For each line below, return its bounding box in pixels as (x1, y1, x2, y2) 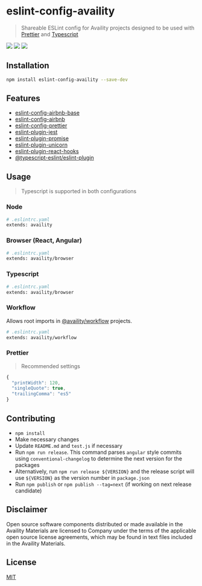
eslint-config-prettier (14, 122, 68, 129)
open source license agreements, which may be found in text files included (6, 533, 193, 541)
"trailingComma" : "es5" (11, 391, 71, 397)
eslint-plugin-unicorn (14, 141, 68, 148)
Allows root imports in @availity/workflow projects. (6, 317, 133, 324)
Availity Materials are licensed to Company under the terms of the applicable (6, 527, 197, 534)
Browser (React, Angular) (6, 237, 83, 245)
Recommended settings (21, 362, 80, 369)
